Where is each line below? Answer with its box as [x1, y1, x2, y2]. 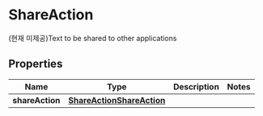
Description [172, 81, 220, 92]
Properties [8, 57, 63, 71]
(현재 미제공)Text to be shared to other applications [8, 33, 177, 43]
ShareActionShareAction [68, 94, 166, 106]
